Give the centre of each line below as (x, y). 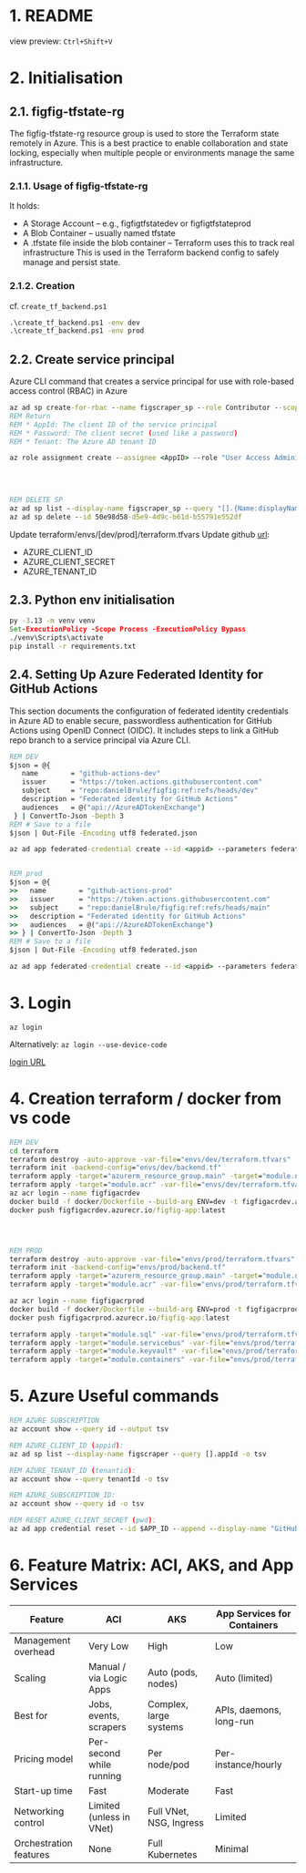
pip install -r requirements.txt (73, 647)
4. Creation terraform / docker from (146, 1099)
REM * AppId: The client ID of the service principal (114, 425)
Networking (39, 1811)
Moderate (168, 1790)
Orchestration (43, 1843)
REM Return (30, 416)
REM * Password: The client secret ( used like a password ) (124, 433)
